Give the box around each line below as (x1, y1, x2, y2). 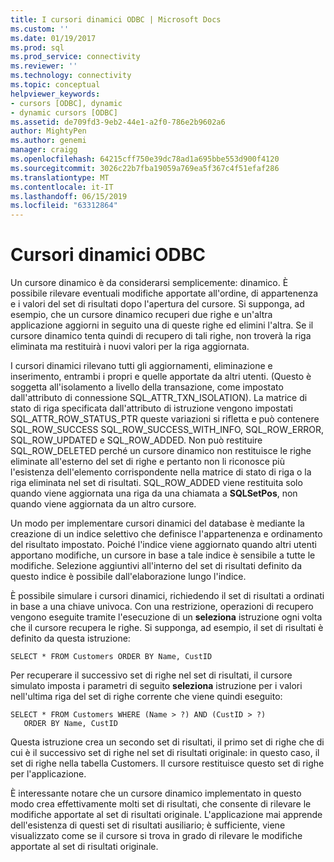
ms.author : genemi (10, 136, 87, 146)
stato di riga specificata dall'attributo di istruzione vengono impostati (10, 402, 293, 415)
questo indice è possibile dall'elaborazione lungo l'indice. (10, 571, 247, 583)
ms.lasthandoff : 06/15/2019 (10, 191, 128, 201)
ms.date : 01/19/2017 (10, 33, 97, 43)
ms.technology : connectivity (10, 71, 132, 81)
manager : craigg (10, 145, 78, 155)
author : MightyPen (10, 126, 87, 136)
